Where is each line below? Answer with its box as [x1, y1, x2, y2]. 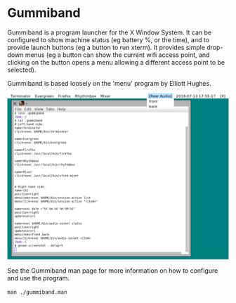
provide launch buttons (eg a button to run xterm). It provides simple [7, 43, 206, 51]
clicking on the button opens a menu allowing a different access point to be [7, 58, 225, 66]
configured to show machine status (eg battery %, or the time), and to [7, 35, 209, 44]
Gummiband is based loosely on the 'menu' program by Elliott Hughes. [7, 79, 212, 87]
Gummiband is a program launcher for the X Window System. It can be [7, 28, 212, 37]
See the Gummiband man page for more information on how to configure [7, 266, 218, 275]
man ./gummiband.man [7, 288, 68, 296]
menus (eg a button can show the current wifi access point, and [25, 51, 210, 59]
